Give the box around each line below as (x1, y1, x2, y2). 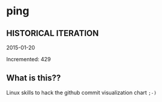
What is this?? (6, 73, 61, 83)
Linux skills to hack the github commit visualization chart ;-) (6, 89, 157, 96)
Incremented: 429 (6, 56, 51, 62)
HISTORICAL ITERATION (6, 28, 99, 38)
